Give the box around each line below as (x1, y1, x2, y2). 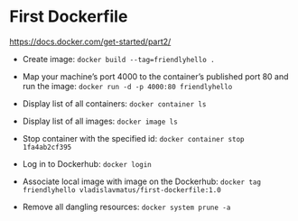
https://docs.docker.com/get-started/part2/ (9, 36, 172, 47)
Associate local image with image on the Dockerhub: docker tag (22, 176, 262, 187)
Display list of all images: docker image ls (22, 115, 178, 126)
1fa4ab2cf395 (22, 143, 72, 152)
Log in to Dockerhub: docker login (22, 158, 152, 169)
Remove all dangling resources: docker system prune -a (22, 201, 231, 212)
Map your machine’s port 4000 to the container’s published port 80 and (22, 70, 289, 82)
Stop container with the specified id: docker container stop (22, 133, 245, 143)
